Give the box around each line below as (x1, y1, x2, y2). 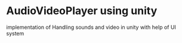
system (6, 29, 24, 37)
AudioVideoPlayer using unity (6, 4, 158, 18)
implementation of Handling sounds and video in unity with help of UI (6, 24, 176, 31)
